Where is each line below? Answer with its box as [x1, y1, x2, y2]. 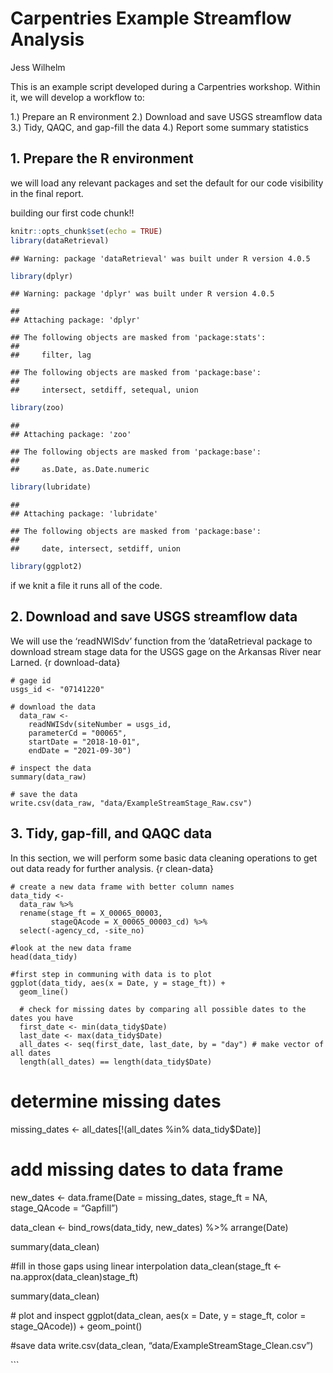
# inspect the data [10, 763, 92, 773]
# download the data [10, 702, 97, 712]
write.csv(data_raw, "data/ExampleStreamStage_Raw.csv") [10, 798, 253, 808]
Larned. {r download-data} [10, 656, 121, 668]
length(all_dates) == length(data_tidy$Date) [19, 1057, 213, 1067]
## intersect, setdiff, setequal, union [10, 385, 199, 396]
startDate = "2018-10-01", [28, 737, 141, 747]
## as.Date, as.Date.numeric [10, 465, 150, 475]
